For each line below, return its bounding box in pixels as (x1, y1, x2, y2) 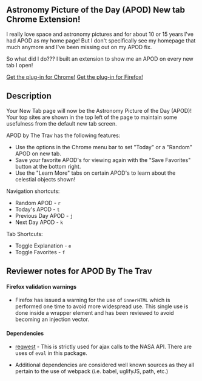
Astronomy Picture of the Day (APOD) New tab (6, 5, 185, 15)
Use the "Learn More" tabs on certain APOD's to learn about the (15, 169, 176, 177)
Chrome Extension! (6, 15, 81, 25)
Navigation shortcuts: (6, 187, 60, 195)
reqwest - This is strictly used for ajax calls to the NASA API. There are (15, 343, 192, 351)
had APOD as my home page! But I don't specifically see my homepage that (6, 36, 196, 44)
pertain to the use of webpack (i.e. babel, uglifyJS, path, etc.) (15, 368, 169, 375)
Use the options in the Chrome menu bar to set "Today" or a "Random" (15, 143, 193, 150)
